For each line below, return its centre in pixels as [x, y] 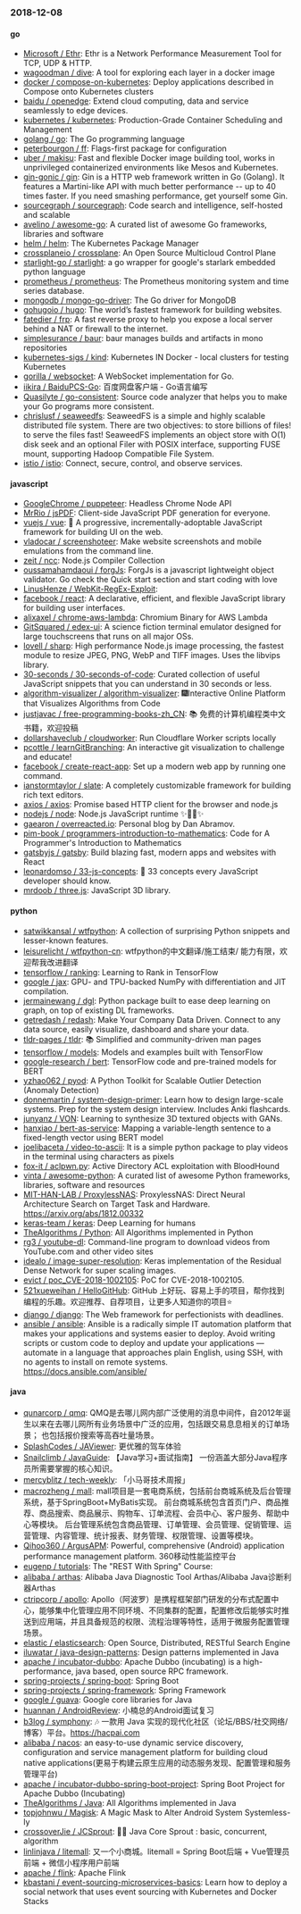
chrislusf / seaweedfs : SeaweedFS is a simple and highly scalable [144, 416]
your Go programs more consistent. [88, 406]
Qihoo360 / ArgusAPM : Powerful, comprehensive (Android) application [154, 1545]
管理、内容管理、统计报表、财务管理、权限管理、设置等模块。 [144, 1535]
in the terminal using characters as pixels [99, 1156]
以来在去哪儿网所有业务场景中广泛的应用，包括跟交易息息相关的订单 [156, 1424]
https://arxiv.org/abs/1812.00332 [83, 1213]
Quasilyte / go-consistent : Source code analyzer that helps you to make [155, 397]
